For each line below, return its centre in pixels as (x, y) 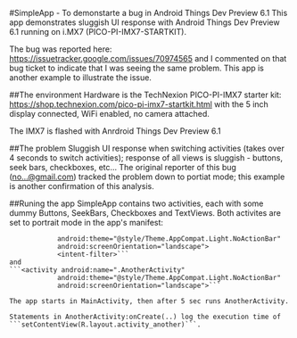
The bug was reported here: (61, 49)
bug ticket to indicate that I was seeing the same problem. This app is (137, 68)
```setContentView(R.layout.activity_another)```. (105, 325)
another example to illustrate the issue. (80, 78)
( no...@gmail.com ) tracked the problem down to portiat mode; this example (147, 177)
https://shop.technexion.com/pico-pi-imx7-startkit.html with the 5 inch (139, 104)
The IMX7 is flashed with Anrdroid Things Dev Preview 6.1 (115, 131)
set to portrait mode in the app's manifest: (86, 223)
